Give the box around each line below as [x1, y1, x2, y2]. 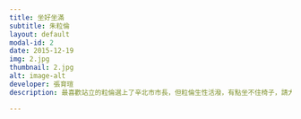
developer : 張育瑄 [9, 80, 74, 89]
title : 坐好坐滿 [9, 13, 64, 22]
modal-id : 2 [9, 38, 54, 47]
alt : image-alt [9, 72, 66, 81]
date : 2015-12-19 [9, 47, 74, 55]
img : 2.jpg [9, 55, 50, 64]
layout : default [9, 30, 70, 38]
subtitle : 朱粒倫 [9, 21, 70, 30]
